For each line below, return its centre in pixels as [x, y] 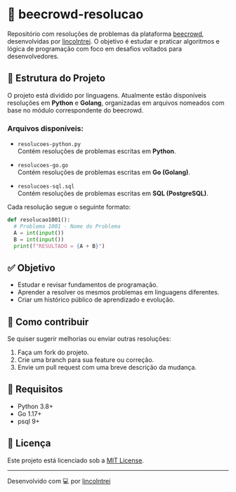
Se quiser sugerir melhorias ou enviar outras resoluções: [89, 339]
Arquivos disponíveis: [46, 128]
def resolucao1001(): [39, 220]
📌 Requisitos [35, 389]
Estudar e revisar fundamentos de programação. [87, 285]
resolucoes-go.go [43, 166]
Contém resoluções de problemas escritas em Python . [97, 151]
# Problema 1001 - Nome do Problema [67, 226]
